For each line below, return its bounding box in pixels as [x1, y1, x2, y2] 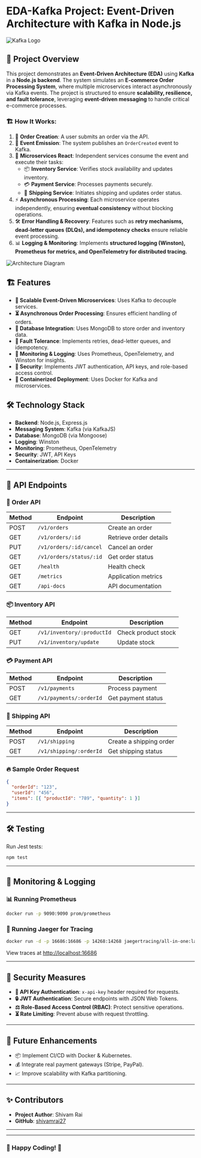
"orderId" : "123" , [11, 784, 58, 790]
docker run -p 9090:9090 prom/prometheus [6, 911, 111, 917]
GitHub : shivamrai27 [14, 1117, 66, 1124]
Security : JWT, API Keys [14, 450, 77, 458]
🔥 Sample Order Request [6, 765, 80, 773]
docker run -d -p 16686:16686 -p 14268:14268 [6, 939, 121, 945]
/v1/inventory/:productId [38, 629, 112, 636]
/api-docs [38, 583, 66, 589]
